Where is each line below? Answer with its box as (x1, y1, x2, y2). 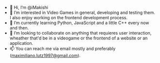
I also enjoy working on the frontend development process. (9, 15, 128, 20)
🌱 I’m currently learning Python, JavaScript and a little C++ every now (9, 20, 149, 25)
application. (9, 40, 33, 46)
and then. (9, 25, 29, 31)
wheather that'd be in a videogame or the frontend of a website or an (9, 35, 148, 41)
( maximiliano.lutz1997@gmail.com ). (9, 53, 81, 58)
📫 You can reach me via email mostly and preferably (9, 46, 116, 51)
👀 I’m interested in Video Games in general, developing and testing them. (9, 10, 155, 15)
